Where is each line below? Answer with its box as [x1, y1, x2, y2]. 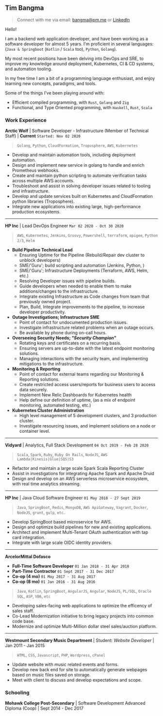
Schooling [5, 689, 30, 696]
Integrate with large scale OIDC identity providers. [12, 540, 113, 545]
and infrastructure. [12, 188, 50, 194]
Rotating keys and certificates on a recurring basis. [19, 340, 122, 346]
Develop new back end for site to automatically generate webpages [12, 667, 147, 673]
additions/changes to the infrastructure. [19, 289, 99, 294]
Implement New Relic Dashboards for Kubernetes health [19, 392, 132, 398]
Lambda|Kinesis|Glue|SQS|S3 [16, 457, 74, 462]
